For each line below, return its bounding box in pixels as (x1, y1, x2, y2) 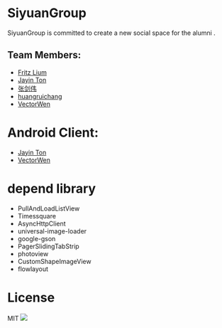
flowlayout (17, 265, 48, 273)
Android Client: (7, 125, 99, 140)
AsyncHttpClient (17, 219, 66, 228)
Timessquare (17, 211, 57, 220)
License (7, 290, 55, 305)
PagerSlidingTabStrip (17, 242, 79, 250)
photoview (17, 249, 49, 258)
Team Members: (7, 49, 82, 61)
